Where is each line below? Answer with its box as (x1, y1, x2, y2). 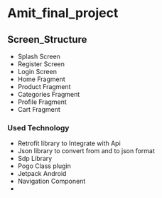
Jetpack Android (17, 170, 67, 178)
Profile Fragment (17, 98, 67, 106)
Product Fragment (17, 83, 71, 90)
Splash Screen (17, 52, 60, 61)
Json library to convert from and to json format (17, 147, 155, 155)
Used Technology (7, 123, 70, 132)
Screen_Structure (7, 33, 87, 46)
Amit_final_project (7, 5, 119, 21)
